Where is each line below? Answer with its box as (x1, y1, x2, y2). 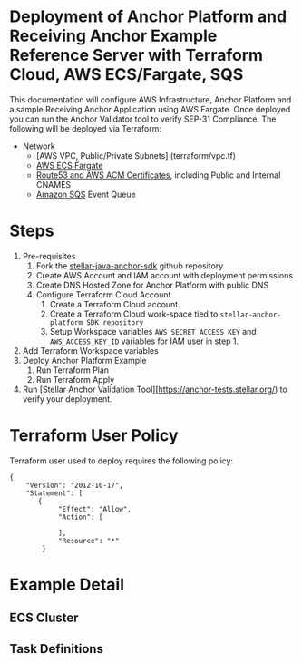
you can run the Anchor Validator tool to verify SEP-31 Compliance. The (9, 113, 277, 124)
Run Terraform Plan (35, 365, 110, 375)
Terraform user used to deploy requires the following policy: (9, 455, 234, 466)
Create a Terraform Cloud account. (49, 298, 180, 309)
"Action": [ (57, 512, 103, 522)
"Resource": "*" (57, 536, 120, 545)
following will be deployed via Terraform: (9, 122, 161, 133)
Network (22, 141, 56, 151)
